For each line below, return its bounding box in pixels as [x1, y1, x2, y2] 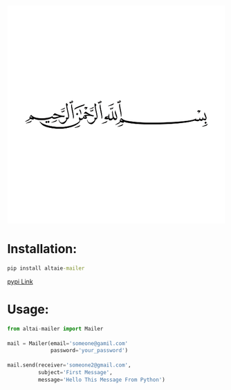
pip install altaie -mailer [7, 265, 85, 272]
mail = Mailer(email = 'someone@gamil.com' [7, 340, 129, 347]
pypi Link [7, 277, 33, 286]
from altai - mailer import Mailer [7, 325, 104, 332]
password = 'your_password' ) [50, 347, 129, 354]
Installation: [7, 241, 77, 257]
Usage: [7, 301, 50, 317]
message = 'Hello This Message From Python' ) [37, 376, 166, 383]
